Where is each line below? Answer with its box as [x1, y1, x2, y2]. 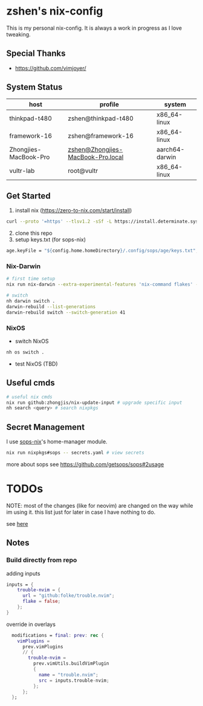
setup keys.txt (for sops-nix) [14, 236, 86, 243]
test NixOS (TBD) [14, 360, 59, 368]
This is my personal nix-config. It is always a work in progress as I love [6, 24, 182, 32]
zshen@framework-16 [68, 132, 134, 140]
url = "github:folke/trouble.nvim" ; [22, 593, 115, 599]
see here [6, 520, 28, 527]
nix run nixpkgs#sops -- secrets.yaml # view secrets [6, 450, 145, 456]
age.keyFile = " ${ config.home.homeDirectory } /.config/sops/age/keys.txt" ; [6, 247, 199, 254]
